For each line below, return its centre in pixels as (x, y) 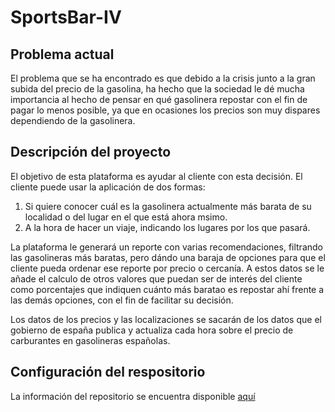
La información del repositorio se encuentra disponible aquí (133, 396)
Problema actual (62, 54)
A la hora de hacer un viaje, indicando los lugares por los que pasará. (167, 227)
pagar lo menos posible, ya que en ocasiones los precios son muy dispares (165, 110)
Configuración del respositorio (108, 372)
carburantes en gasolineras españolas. (90, 340)
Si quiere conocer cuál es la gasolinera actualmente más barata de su (168, 206)
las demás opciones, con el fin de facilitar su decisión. (122, 300)
